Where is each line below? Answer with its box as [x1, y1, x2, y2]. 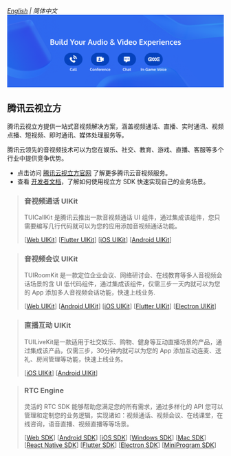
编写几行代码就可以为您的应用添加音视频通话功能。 [36, 221, 181, 230]
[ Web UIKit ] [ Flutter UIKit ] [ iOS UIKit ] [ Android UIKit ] [23, 235, 172, 244]
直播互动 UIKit [23, 321, 71, 330]
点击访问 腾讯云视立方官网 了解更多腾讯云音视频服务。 [16, 168, 172, 177]
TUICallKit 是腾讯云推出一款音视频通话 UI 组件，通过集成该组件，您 [23, 213, 214, 221]
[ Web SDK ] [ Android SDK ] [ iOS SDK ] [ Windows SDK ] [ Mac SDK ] [23, 433, 207, 442]
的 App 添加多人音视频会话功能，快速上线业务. [23, 288, 156, 297]
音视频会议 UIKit [23, 254, 78, 264]
